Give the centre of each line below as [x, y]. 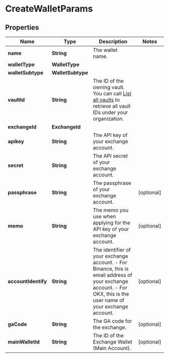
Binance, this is [111, 269]
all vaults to [106, 100]
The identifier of [112, 250]
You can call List [112, 94]
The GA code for [112, 321]
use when [104, 216]
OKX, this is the [111, 294]
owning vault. [109, 87]
